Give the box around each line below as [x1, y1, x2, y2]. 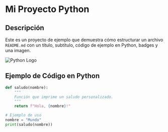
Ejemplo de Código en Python [5, 72, 100, 80]
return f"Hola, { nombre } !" [14, 104, 71, 109]
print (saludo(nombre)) [5, 122, 53, 127]
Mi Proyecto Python [5, 4, 90, 15]
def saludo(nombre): [5, 85, 49, 90]
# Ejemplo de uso [5, 113, 42, 118]
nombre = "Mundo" [5, 117, 42, 122]
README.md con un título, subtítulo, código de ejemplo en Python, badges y [5, 42, 158, 48]
